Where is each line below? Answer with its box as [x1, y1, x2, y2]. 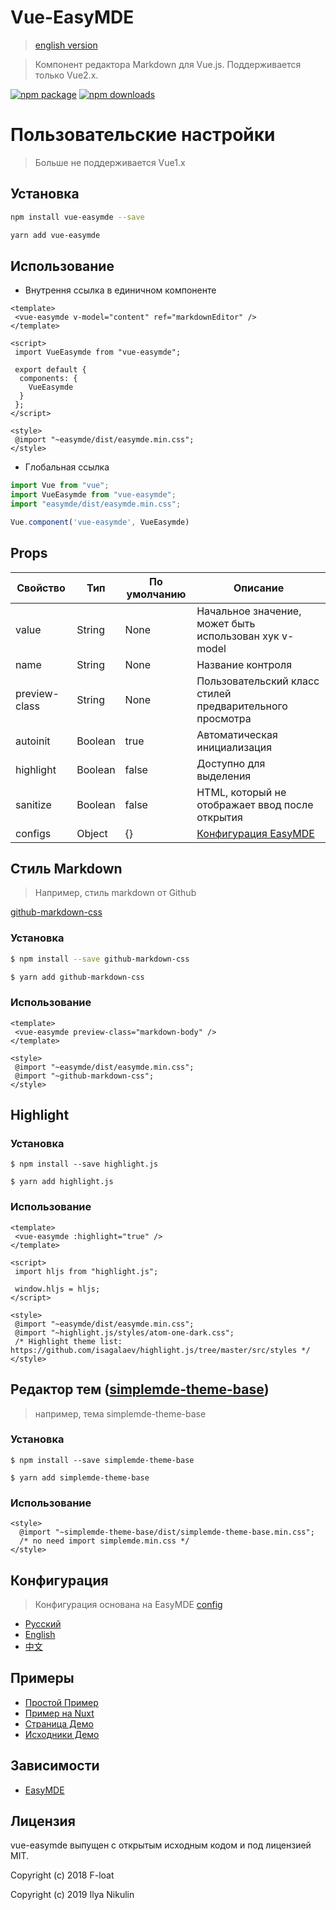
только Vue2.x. [34, 69, 99, 81]
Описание [233, 581, 285, 595]
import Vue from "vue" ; [10, 481, 110, 491]
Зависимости [10, 1757, 100, 1775]
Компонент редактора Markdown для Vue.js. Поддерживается [34, 58, 302, 70]
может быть [196, 616, 256, 630]
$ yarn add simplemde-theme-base [10, 1472, 150, 1483]
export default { [14, 365, 87, 375]
